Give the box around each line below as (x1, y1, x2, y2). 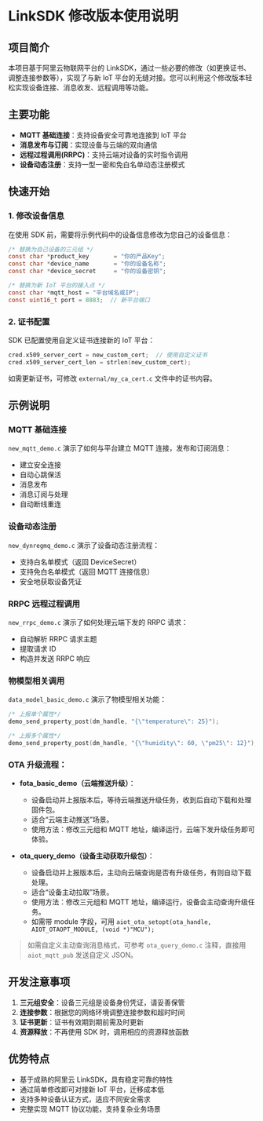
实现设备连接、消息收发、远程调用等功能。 (14, 83, 153, 92)
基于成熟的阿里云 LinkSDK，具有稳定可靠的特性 (19, 1075, 174, 1084)
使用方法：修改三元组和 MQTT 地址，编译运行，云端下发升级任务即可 (31, 825, 255, 834)
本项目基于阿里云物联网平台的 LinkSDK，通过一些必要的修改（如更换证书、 (8, 64, 251, 72)
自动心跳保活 (19, 470, 61, 480)
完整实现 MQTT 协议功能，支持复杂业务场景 (19, 1104, 161, 1113)
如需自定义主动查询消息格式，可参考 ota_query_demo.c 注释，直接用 (27, 940, 247, 950)
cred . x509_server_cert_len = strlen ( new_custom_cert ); (8, 358, 192, 366)
